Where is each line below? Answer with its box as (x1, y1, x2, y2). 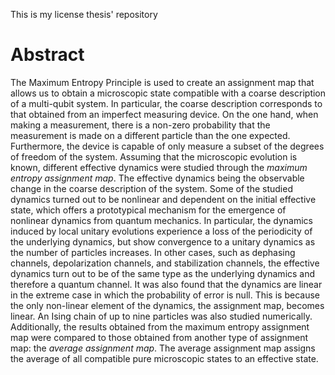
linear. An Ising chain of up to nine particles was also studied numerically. (10, 310, 313, 322)
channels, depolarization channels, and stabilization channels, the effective (10, 257, 320, 269)
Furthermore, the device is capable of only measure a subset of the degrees (10, 140, 325, 152)
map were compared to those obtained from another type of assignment (10, 331, 309, 343)
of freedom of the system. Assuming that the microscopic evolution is (10, 150, 298, 163)
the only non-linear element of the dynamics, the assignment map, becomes (10, 299, 325, 311)
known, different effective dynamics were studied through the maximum (10, 161, 308, 173)
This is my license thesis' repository (10, 9, 158, 20)
